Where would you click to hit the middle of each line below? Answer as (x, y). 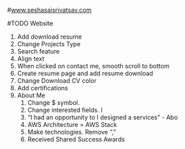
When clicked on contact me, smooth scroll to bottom (93, 66)
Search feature (38, 51)
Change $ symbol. (53, 102)
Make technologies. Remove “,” (71, 132)
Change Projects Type (49, 44)
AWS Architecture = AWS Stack (72, 125)
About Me (31, 95)
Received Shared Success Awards (76, 139)
